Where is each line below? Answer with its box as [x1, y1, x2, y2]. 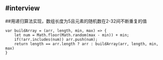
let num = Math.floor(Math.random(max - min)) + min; [14, 32, 129, 37]
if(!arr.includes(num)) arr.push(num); [14, 37, 98, 42]
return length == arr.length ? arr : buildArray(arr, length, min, [14, 41, 158, 46]
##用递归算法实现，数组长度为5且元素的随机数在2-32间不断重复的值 [5, 18, 147, 24]
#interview [5, 4, 40, 13]
